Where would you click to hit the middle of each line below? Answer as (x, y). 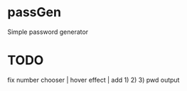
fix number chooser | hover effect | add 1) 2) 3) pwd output (93, 80)
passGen (34, 12)
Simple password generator (48, 32)
